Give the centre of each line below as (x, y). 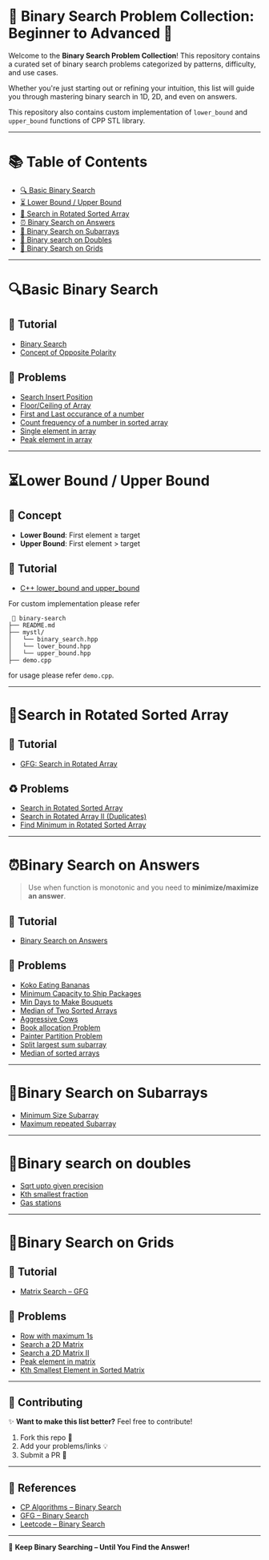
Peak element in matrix (58, 1361)
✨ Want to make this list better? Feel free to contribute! (100, 1421)
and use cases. (33, 72)
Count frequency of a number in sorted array (94, 422)
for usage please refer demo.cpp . (61, 675)
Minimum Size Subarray (59, 1115)
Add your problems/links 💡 (64, 1446)
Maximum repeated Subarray (68, 1124)
